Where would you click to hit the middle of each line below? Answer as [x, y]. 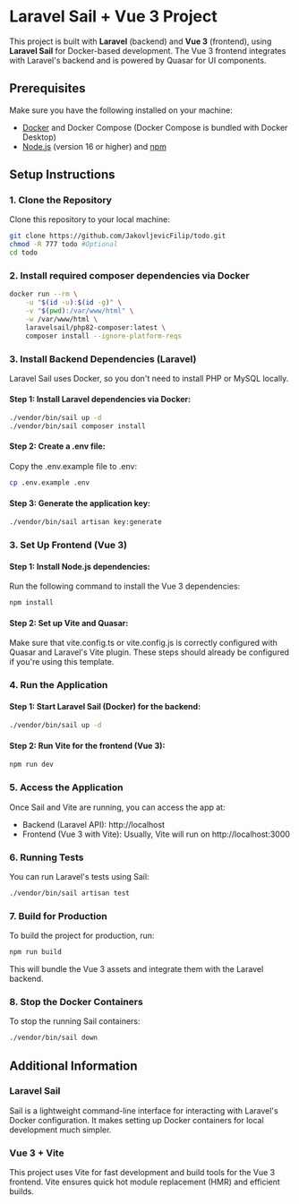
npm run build [36, 952]
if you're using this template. [62, 662]
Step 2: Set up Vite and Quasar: [69, 623]
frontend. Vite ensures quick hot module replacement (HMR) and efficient [145, 1182]
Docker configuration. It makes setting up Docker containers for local [137, 1120]
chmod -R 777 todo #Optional [64, 245]
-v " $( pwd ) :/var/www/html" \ [80, 311]
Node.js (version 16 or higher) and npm [94, 146]
